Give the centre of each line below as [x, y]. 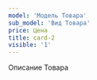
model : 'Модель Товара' [48, 15]
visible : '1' [30, 45]
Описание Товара [39, 67]
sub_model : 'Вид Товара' [49, 23]
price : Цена [28, 30]
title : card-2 [32, 38]
